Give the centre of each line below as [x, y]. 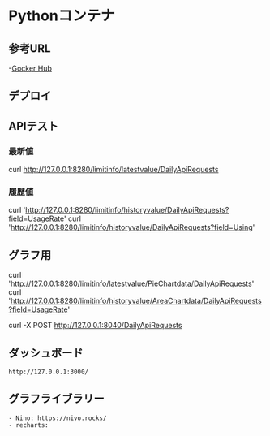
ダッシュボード [46, 353]
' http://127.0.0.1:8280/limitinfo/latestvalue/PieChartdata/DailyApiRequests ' [131, 283]
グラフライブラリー [56, 399]
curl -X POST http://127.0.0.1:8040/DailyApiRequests [95, 326]
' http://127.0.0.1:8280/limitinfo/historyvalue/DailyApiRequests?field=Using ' [132, 227]
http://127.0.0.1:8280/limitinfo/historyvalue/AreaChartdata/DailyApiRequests [136, 301]
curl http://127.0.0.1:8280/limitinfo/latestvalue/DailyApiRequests [114, 170]
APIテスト [34, 126]
